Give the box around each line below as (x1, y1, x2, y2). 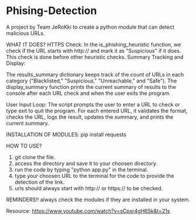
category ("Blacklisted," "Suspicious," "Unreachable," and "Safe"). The (6, 77, 177, 84)
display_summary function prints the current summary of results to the (6, 83, 176, 90)
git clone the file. (14, 153, 56, 160)
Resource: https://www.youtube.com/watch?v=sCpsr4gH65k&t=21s (6, 207, 170, 214)
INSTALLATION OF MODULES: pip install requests (6, 130, 127, 138)
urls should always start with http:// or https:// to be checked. (14, 184, 163, 191)
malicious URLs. (6, 29, 45, 36)
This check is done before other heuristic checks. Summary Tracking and (6, 53, 184, 60)
